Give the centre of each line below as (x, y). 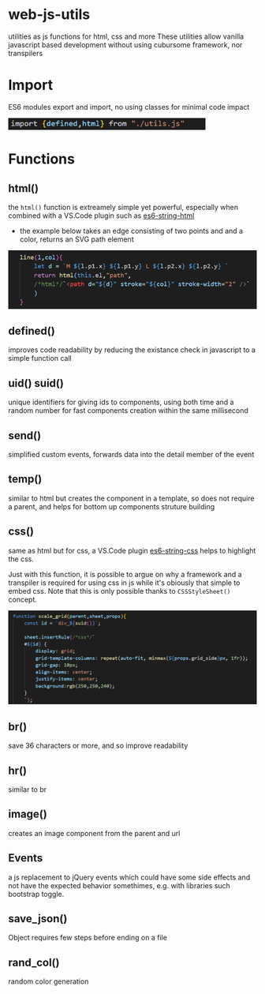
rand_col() (34, 962)
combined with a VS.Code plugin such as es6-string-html (101, 216)
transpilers (26, 53)
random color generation (49, 981)
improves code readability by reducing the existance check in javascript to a (132, 350)
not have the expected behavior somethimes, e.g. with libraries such (119, 885)
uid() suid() (36, 383)
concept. (23, 599)
